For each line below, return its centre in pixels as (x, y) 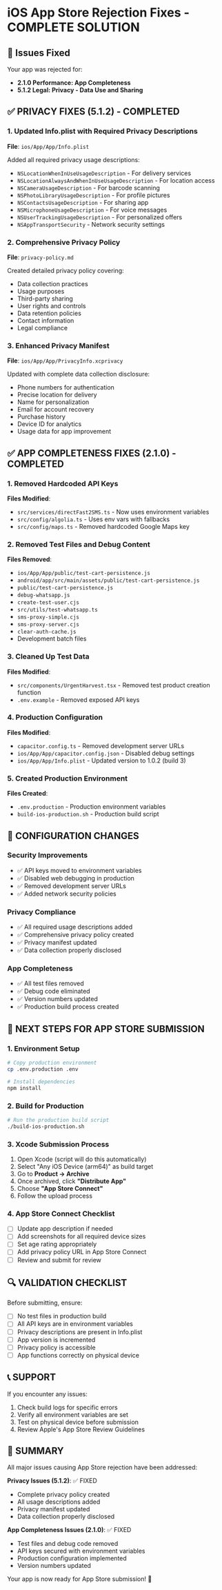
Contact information (46, 320)
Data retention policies (49, 313)
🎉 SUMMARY (36, 1450)
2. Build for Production (46, 1106)
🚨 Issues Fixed (39, 53)
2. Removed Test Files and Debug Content (79, 544)
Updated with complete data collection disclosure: (79, 374)
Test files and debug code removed (68, 1544)
